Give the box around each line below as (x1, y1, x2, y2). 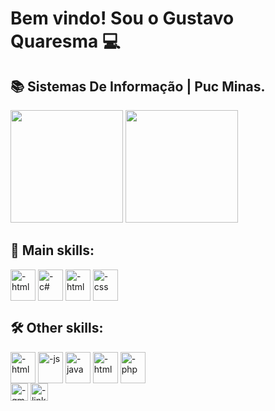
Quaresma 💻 (10, 30, 121, 53)
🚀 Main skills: (10, 242, 95, 259)
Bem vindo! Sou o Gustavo (10, 7, 235, 30)
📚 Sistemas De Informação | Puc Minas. (10, 78, 266, 95)
